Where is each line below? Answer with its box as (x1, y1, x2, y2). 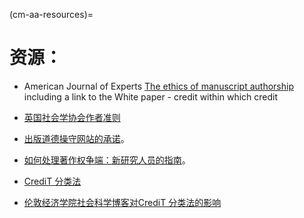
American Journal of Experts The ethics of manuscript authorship (23, 80, 294, 92)
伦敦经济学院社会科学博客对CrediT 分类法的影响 (23, 196, 222, 208)
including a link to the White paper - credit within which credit (23, 90, 279, 103)
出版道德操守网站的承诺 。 (23, 132, 130, 144)
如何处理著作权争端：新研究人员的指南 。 (23, 154, 191, 166)
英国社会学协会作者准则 (23, 111, 121, 123)
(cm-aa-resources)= (9, 9, 94, 20)
